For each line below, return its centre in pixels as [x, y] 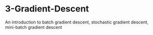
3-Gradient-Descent [47, 9]
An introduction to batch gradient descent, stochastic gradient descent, [77, 22]
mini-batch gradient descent [34, 27]
